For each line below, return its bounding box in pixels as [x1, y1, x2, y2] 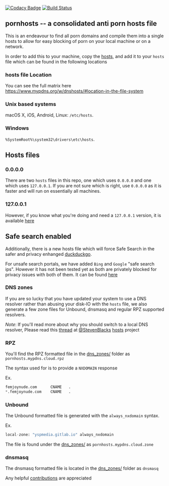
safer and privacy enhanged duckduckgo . [5, 251, 92, 257]
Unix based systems [5, 101, 57, 108]
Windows [5, 125, 29, 132]
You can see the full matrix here [5, 83, 72, 89]
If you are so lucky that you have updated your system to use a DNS [5, 295, 147, 301]
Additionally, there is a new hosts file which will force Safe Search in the [5, 245, 155, 252]
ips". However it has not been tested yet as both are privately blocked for [5, 266, 157, 272]
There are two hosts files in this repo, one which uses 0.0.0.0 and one [5, 177, 152, 184]
